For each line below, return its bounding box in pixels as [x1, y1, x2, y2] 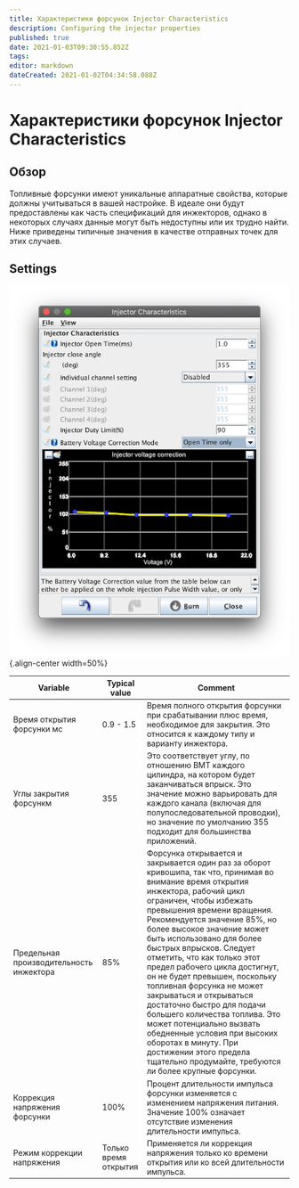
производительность [12, 956, 93, 967]
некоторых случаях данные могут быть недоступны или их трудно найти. [9, 217, 289, 227]
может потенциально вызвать [146, 1019, 261, 1029]
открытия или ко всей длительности [146, 1157, 285, 1168]
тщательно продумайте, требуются [146, 1056, 281, 1067]
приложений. [146, 836, 198, 847]
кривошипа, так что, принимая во [146, 867, 274, 878]
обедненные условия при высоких [146, 1028, 279, 1038]
